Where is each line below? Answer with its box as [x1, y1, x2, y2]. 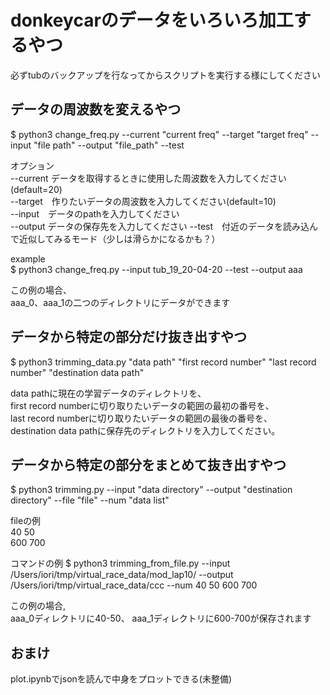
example [10, 252, 46, 265]
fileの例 [10, 515, 42, 527]
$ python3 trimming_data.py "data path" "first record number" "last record [10, 356, 317, 368]
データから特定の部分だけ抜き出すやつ [10, 329, 247, 346]
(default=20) [10, 183, 63, 195]
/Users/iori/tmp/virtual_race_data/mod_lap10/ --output [10, 569, 234, 581]
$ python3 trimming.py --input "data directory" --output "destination [10, 484, 293, 496]
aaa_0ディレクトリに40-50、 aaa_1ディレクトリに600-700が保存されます [10, 612, 312, 625]
